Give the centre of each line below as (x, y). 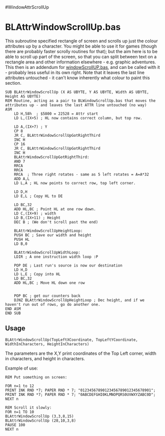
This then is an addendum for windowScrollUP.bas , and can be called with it (82, 67)
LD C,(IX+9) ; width (35, 213)
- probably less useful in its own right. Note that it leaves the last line (75, 72)
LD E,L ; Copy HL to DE (39, 196)
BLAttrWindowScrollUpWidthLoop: (47, 252)
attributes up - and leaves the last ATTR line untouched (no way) (76, 105)
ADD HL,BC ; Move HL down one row (49, 283)
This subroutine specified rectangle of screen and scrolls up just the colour (82, 41)
